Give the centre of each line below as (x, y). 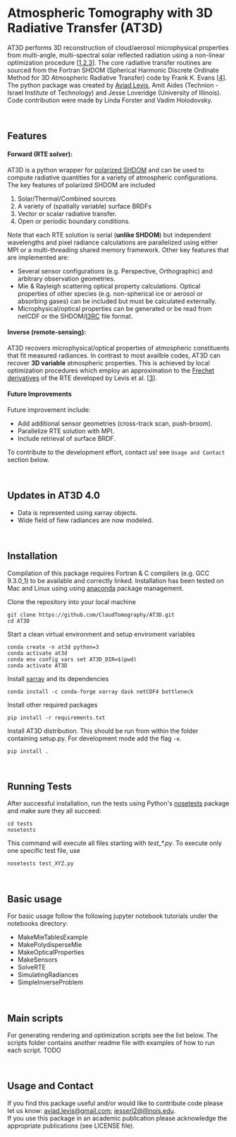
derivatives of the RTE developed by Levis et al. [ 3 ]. (82, 378)
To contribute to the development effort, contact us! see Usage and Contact (116, 452)
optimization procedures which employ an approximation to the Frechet (111, 370)
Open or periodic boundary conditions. (74, 221)
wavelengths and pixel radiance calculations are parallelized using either (113, 242)
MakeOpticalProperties (51, 953)
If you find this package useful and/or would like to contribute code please (115, 1103)
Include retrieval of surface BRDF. (67, 438)
